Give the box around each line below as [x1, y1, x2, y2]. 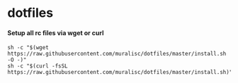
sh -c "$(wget [7, 44, 50, 51]
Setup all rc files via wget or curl [7, 28, 104, 37]
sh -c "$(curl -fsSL [7, 63, 69, 70]
